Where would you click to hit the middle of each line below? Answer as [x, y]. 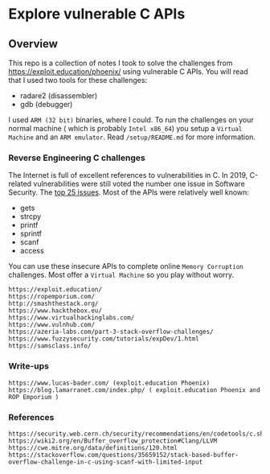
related [20, 184]
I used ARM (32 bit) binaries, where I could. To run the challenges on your [131, 120]
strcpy [31, 216]
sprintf [31, 233]
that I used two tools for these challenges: [78, 80]
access [32, 251]
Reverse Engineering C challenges [77, 158]
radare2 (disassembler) [59, 96]
